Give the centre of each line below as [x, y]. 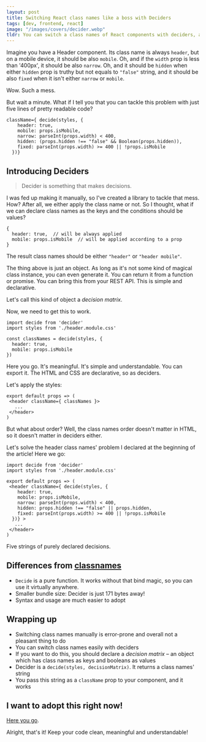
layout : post [23, 12]
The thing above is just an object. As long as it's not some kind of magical [99, 268]
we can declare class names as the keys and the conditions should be [95, 211]
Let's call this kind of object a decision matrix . [64, 299]
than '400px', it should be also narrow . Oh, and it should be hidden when [97, 66]
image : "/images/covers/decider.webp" [56, 29]
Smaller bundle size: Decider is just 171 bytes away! [80, 593]
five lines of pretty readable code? [50, 109]
